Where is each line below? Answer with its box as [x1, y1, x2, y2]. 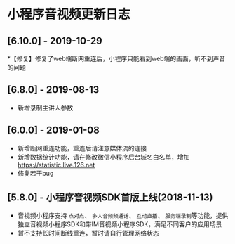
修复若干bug [17, 169, 54, 177]
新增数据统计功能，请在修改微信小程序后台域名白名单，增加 [17, 153, 190, 161]
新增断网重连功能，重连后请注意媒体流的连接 [17, 143, 147, 152]
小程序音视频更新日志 [7, 6, 131, 23]
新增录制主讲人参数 [17, 103, 74, 112]
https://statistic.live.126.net [17, 160, 95, 169]
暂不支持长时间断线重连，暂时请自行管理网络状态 [17, 229, 159, 238]
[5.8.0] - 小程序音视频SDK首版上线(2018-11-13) [7, 191, 213, 204]
